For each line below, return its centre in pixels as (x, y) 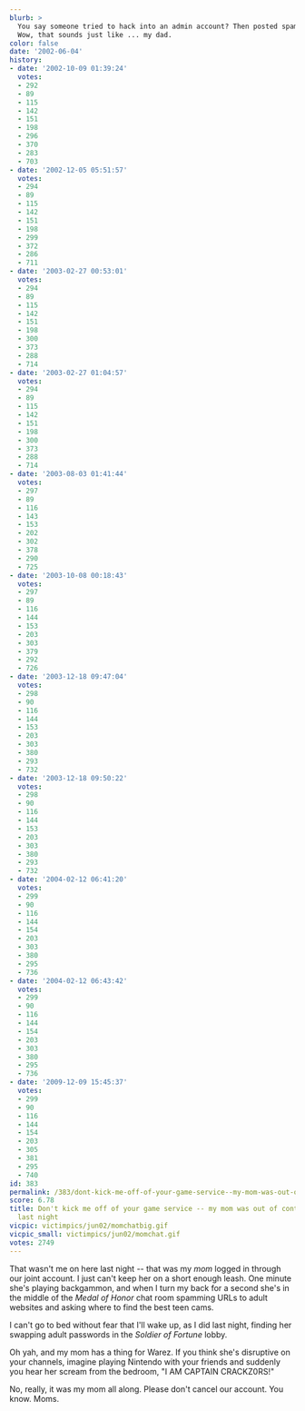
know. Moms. (34, 1398)
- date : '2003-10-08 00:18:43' (69, 575)
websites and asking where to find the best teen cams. (112, 1307)
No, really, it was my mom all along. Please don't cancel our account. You (147, 1389)
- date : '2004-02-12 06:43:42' (69, 981)
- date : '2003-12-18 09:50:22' (69, 778)
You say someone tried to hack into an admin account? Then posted (148, 26)
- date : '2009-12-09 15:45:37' (69, 1082)
